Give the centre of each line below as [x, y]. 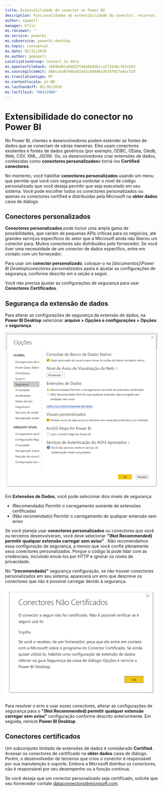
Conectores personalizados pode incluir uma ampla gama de [67, 228]
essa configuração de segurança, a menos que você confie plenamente [77, 546]
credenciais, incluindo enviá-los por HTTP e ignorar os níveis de [69, 556]
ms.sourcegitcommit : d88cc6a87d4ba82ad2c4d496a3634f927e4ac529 [70, 72]
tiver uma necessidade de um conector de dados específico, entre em [75, 249]
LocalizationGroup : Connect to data [42, 61]
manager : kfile [20, 26]
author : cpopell [21, 20]
